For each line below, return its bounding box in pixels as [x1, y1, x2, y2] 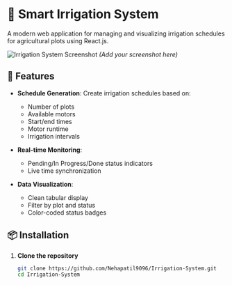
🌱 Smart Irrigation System [7, 6, 159, 22]
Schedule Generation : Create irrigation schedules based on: [17, 88, 191, 97]
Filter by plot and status [27, 201, 96, 209]
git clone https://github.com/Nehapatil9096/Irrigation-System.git [17, 265, 217, 272]
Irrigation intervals [27, 132, 80, 140]
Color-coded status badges [27, 208, 107, 217]
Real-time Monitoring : [17, 146, 82, 154]
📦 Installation [7, 229, 69, 241]
